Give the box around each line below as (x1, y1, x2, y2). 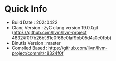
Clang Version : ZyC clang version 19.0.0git (11, 24, 99, 30)
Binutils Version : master (11, 40, 61, 46)
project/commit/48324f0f (11, 50, 64, 56)
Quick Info (4, 3, 47, 15)
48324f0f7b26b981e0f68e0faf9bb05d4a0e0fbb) (11, 35, 112, 41)
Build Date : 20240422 (11, 19, 58, 25)
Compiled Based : (11, 45, 47, 51)
